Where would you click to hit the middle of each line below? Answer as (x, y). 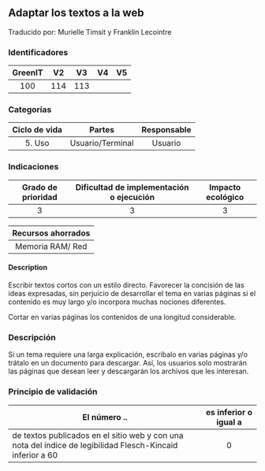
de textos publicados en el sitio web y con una (98, 435)
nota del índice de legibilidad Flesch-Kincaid (95, 445)
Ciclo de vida (37, 130)
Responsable (166, 130)
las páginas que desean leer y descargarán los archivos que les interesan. (129, 371)
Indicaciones (34, 167)
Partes (102, 130)
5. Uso (37, 143)
